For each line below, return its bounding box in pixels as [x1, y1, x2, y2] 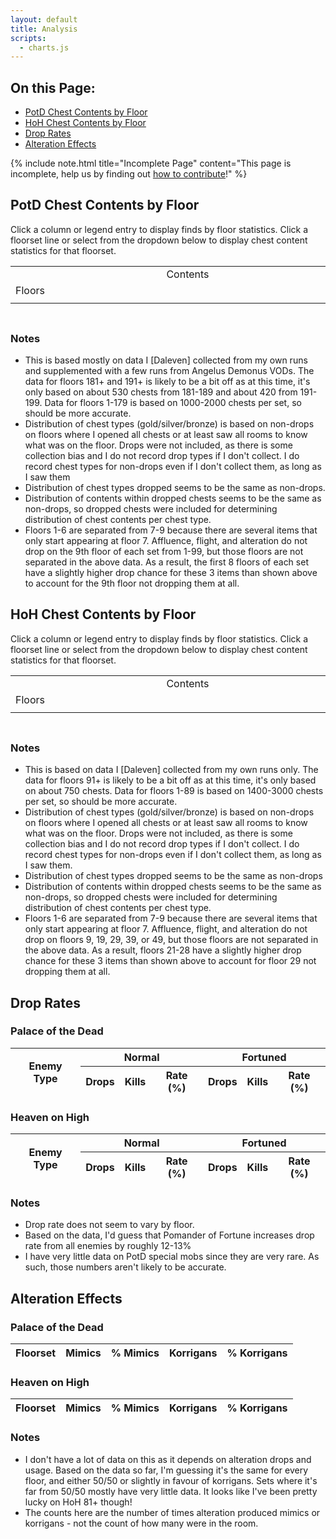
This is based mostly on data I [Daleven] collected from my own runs [24, 354, 308, 366]
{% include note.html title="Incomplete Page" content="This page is [10, 157, 292, 170]
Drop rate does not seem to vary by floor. [24, 1219, 195, 1231]
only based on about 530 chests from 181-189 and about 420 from [24, 386, 298, 398]
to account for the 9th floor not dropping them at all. [24, 577, 240, 590]
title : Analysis [10, 24, 78, 34]
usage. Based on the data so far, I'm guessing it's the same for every [24, 1464, 309, 1476]
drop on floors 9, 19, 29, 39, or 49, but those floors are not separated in [24, 934, 319, 946]
